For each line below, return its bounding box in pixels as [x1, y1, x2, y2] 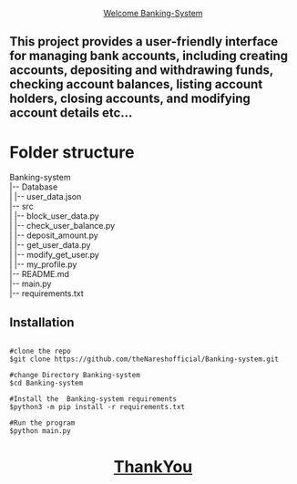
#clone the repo [9, 346, 71, 356]
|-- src [9, 201, 34, 212]
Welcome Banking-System [103, 8, 203, 18]
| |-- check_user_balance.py [9, 221, 116, 232]
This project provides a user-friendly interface [9, 34, 279, 49]
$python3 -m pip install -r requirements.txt [9, 403, 185, 412]
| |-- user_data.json [9, 191, 82, 202]
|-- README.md [9, 269, 70, 280]
